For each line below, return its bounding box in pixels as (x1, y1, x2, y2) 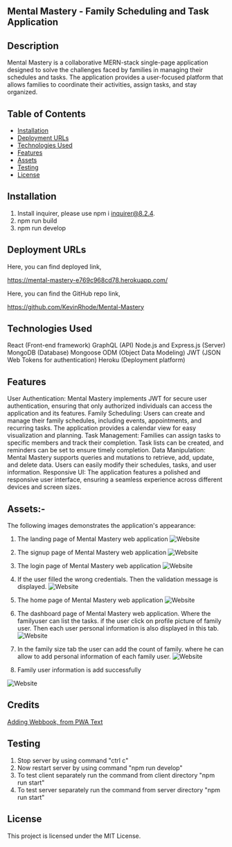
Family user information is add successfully (17, 666, 141, 674)
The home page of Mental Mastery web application (17, 596, 164, 604)
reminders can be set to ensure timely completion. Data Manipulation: (7, 446, 206, 454)
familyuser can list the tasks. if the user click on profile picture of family (17, 617, 222, 625)
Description (7, 40, 59, 51)
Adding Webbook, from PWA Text (7, 717, 103, 726)
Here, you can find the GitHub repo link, (7, 289, 121, 298)
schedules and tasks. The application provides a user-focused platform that (7, 73, 224, 82)
